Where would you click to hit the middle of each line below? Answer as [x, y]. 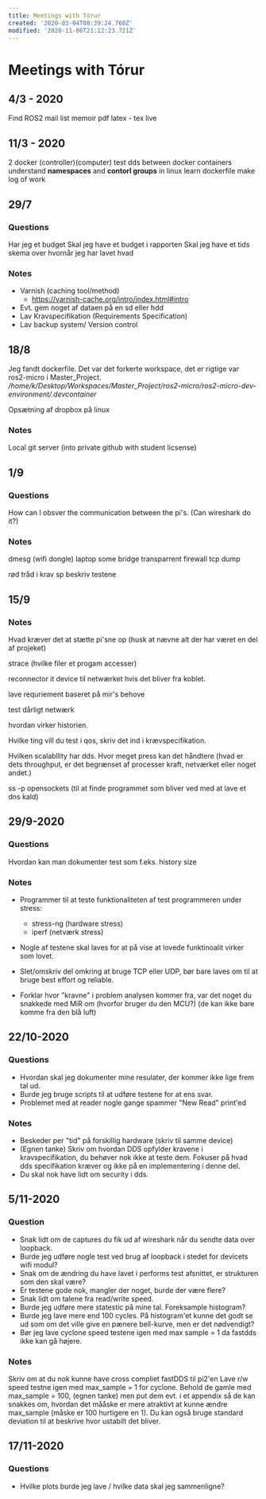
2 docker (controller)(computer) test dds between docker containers [120, 162]
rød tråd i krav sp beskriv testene [62, 575]
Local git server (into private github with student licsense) [102, 447]
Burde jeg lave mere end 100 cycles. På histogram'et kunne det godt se [136, 1315]
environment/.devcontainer [52, 394]
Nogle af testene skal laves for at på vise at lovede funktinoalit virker [132, 947]
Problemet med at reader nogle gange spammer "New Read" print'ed [133, 1103]
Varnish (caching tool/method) [69, 291]
